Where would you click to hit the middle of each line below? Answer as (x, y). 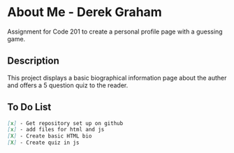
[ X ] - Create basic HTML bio (50, 136)
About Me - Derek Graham (85, 12)
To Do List (29, 107)
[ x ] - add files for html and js (56, 130)
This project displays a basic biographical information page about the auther (117, 78)
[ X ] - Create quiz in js (43, 143)
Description (33, 61)
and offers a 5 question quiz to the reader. (68, 85)
